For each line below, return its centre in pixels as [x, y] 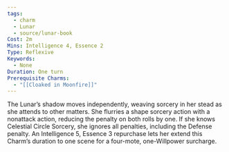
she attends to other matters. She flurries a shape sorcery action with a [109, 112]
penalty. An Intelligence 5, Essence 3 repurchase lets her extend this [105, 134]
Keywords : [21, 59]
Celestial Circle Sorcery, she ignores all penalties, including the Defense [110, 126]
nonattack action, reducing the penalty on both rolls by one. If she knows [111, 119]
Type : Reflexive [30, 53]
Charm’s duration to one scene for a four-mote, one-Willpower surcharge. [112, 141]
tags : [15, 14]
